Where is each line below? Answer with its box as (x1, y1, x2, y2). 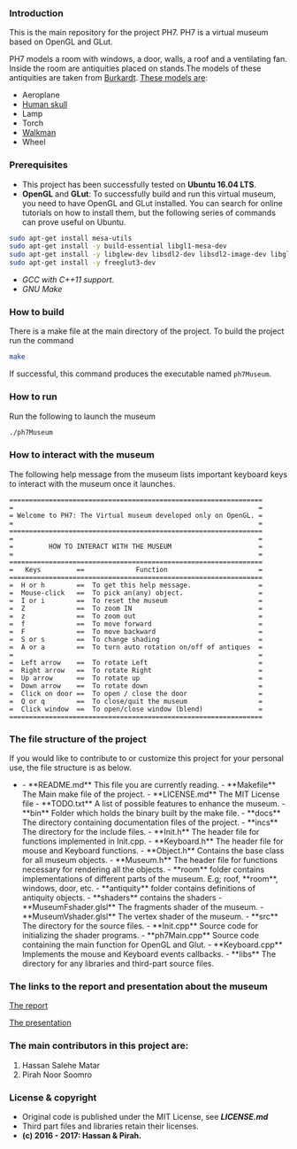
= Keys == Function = (9, 565, 263, 574)
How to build (9, 306, 65, 319)
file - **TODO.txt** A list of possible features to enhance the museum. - (21, 798, 286, 809)
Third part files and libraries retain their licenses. (21, 1121, 199, 1131)
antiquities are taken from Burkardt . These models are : (9, 73, 208, 83)
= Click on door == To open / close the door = (9, 689, 263, 698)
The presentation (9, 1017, 72, 1029)
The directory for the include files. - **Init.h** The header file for (21, 827, 260, 837)
